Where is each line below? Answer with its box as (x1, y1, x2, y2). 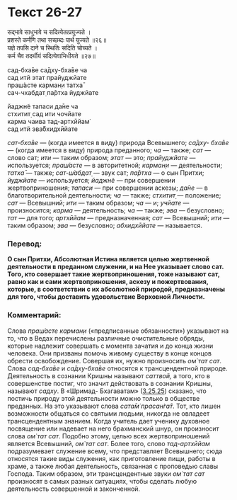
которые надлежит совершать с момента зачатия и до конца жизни (7, 341, 214, 350)
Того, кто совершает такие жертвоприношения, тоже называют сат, (7, 270, 220, 278)
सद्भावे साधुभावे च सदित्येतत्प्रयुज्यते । (7, 28, 91, 36)
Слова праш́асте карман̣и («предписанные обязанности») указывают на (7, 326, 229, 335)
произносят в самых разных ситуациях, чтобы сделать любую (7, 477, 197, 485)
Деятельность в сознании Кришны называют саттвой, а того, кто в (7, 371, 211, 380)
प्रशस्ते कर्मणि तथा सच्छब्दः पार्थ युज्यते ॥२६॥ (7, 35, 107, 44)
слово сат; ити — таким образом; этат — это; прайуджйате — (7, 153, 196, 161)
